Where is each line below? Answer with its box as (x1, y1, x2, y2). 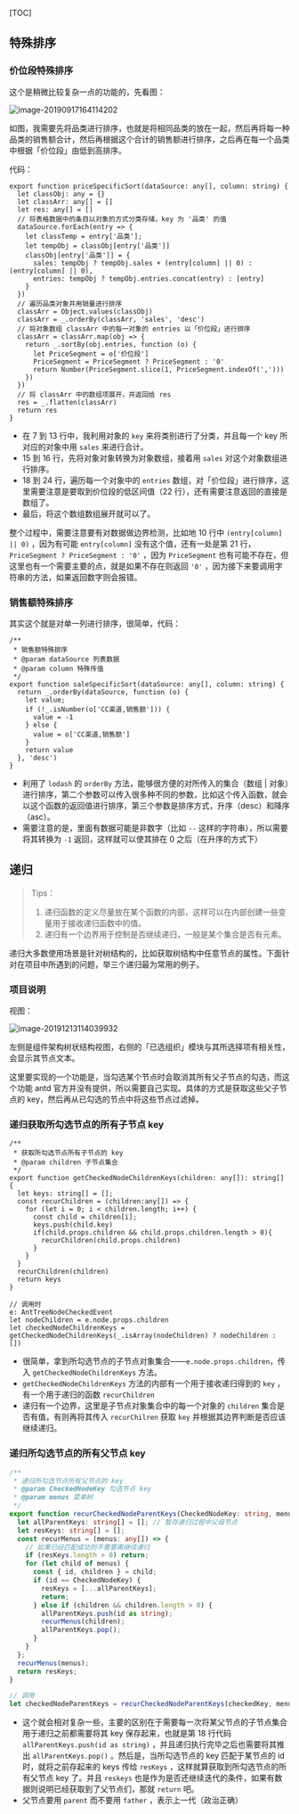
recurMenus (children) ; (41, 1617, 125, 1626)
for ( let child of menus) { (25, 1559, 129, 1568)
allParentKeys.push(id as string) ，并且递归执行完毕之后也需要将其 (21, 1739, 278, 1750)
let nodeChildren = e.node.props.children (9, 1316, 169, 1325)
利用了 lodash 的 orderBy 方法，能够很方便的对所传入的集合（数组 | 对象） (21, 777, 289, 788)
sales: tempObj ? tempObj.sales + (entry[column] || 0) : (32, 259, 253, 267)
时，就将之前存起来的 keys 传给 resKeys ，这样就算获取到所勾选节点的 (21, 1761, 279, 1772)
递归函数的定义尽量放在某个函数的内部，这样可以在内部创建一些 (44, 907, 279, 917)
